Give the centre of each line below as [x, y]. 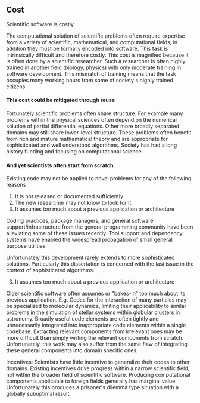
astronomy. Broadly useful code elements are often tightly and [82, 319]
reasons [16, 185]
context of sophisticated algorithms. [50, 270]
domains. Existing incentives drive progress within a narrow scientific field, [98, 368]
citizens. [16, 87]
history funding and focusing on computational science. [75, 152]
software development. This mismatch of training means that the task [91, 73]
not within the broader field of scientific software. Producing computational [98, 375]
